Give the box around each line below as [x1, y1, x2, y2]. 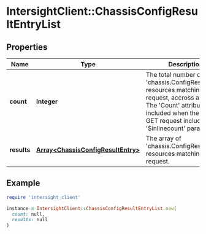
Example [6, 178, 40, 189]
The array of [146, 134, 182, 142]
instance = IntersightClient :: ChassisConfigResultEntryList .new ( [6, 205, 177, 211]
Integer [36, 97, 58, 106]
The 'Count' [146, 101, 180, 109]
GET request [146, 117, 182, 125]
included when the [146, 109, 199, 117]
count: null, [12, 211, 45, 217]
